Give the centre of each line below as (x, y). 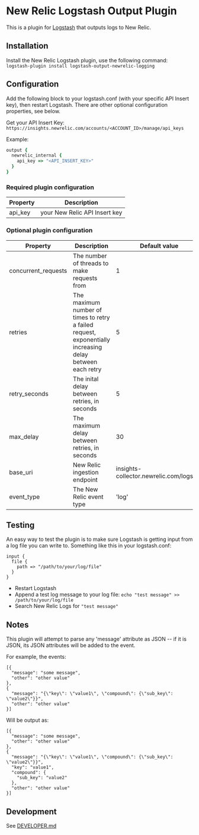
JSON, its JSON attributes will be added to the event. (71, 645)
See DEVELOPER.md (31, 826)
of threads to (91, 263)
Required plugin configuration (50, 187)
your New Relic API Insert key (81, 213)
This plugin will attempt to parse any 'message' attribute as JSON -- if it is (96, 639)
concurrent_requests (38, 270)
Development (32, 812)
